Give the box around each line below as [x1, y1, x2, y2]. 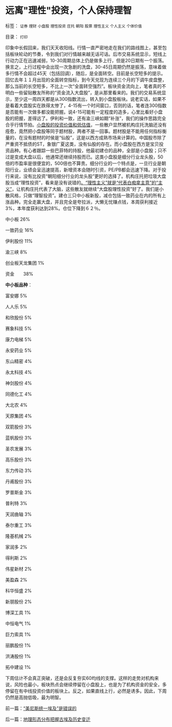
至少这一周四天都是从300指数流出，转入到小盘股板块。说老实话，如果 [14, 96, 162, 102]
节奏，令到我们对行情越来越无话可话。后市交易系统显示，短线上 [32, 51, 167, 57]
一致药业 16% [5, 227, 34, 233]
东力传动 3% [5, 467, 32, 474]
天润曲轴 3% [5, 511, 32, 517]
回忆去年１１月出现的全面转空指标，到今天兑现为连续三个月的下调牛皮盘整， [5, 77, 167, 83]
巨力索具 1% [5, 631, 31, 638]
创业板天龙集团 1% [5, 260, 45, 266]
